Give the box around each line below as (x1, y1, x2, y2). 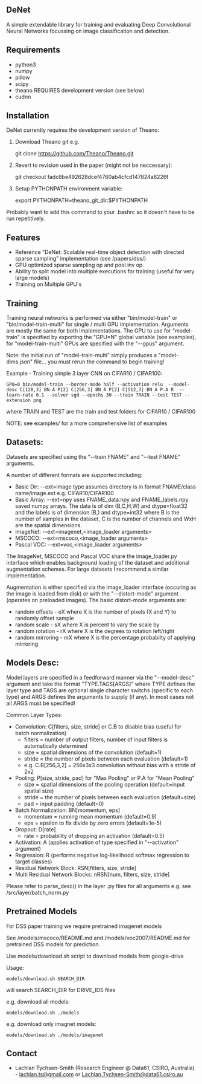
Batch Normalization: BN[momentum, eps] (14, 807, 121, 814)
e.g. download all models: (6, 998, 71, 1005)
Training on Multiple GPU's (14, 281, 82, 288)
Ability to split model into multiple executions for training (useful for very (14, 268, 195, 275)
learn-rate (6, 392, 34, 398)
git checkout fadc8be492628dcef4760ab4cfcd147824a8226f (14, 174, 169, 181)
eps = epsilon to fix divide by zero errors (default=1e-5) (24, 819, 162, 826)
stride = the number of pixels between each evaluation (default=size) (24, 793, 196, 800)
